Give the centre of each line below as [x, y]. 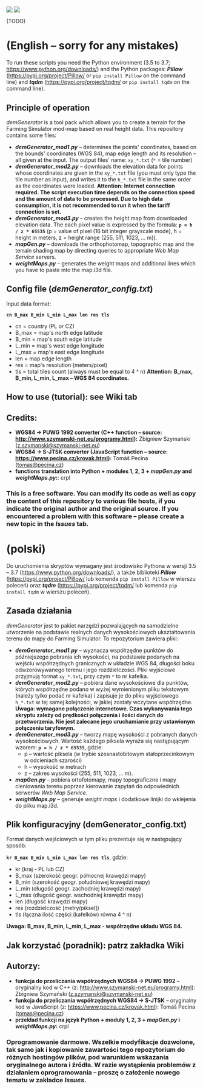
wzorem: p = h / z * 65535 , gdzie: [59, 747]
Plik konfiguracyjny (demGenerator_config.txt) [96, 825]
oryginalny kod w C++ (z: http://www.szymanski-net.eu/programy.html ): [105, 987]
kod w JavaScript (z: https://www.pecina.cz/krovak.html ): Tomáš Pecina [105, 1007]
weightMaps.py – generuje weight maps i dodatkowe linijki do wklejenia [105, 799]
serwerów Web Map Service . [51, 793]
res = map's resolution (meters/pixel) [61, 365]
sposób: [16, 846]
